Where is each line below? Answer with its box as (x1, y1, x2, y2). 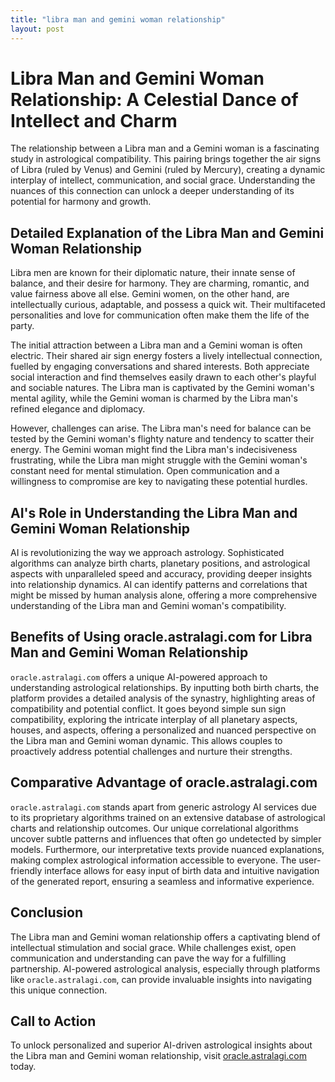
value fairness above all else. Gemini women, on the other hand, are (10, 288, 290, 300)
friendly (10, 864, 43, 876)
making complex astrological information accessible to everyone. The (10, 854, 297, 866)
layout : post (10, 24, 65, 34)
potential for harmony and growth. (10, 196, 152, 208)
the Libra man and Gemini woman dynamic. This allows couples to (10, 734, 283, 746)
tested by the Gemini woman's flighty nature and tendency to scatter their (10, 433, 315, 445)
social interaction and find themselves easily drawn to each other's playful (10, 371, 317, 383)
